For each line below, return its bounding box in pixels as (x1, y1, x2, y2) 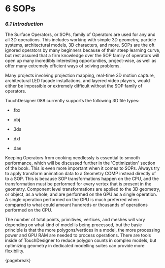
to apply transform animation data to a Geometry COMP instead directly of (5, 171, 156, 177)
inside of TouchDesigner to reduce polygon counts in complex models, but (5, 238, 157, 243)
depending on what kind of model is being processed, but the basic (5, 222, 142, 228)
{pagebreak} (5, 258, 31, 264)
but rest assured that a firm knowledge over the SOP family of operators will (5, 53, 159, 59)
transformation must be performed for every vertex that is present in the (5, 181, 152, 187)
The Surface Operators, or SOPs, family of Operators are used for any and (5, 31, 156, 37)
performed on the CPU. (5, 207, 53, 213)
